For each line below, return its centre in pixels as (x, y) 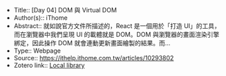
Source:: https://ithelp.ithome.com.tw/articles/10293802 (94, 58)
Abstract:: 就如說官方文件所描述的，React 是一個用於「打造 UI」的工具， (117, 26)
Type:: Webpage (37, 51)
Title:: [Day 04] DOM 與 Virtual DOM (65, 10)
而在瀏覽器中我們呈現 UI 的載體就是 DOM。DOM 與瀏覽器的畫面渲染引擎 (116, 34)
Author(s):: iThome (40, 18)
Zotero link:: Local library (49, 65)
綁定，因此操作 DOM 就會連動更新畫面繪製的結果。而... (92, 43)
